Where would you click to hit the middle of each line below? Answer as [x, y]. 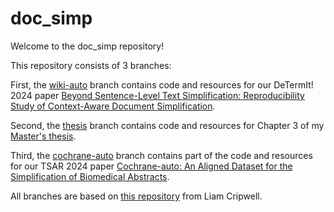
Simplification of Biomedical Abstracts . [90, 176]
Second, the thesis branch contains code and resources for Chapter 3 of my [167, 125]
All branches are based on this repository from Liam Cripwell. [136, 196]
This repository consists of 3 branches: [91, 65]
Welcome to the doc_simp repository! [87, 46]
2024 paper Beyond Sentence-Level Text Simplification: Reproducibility [157, 95]
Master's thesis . [43, 136]
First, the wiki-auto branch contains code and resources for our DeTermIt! [162, 84]
